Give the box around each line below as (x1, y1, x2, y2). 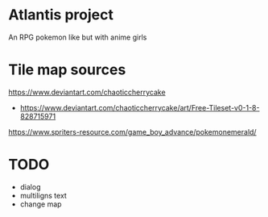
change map (19, 199, 62, 209)
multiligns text (19, 190, 67, 200)
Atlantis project (8, 6, 114, 24)
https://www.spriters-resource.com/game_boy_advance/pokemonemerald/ (8, 127, 257, 136)
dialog (19, 182, 41, 191)
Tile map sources (8, 61, 126, 79)
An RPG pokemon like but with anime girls (8, 32, 147, 42)
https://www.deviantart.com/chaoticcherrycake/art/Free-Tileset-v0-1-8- (19, 102, 260, 112)
